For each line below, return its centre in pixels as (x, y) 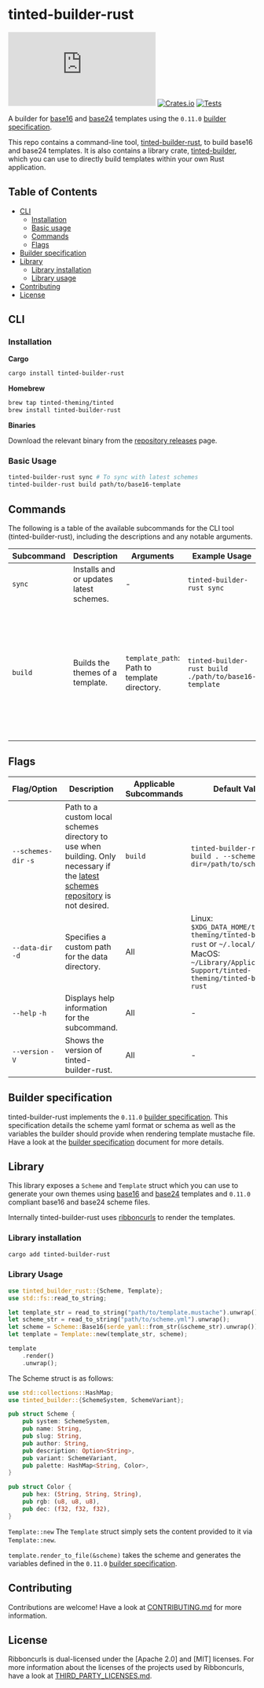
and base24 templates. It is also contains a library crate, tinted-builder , (123, 150)
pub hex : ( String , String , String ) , (82, 1494)
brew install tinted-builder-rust (65, 410)
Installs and (94, 569)
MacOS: (205, 953)
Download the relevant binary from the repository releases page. (113, 441)
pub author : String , (56, 1443)
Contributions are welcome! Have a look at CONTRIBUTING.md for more (125, 1607)
